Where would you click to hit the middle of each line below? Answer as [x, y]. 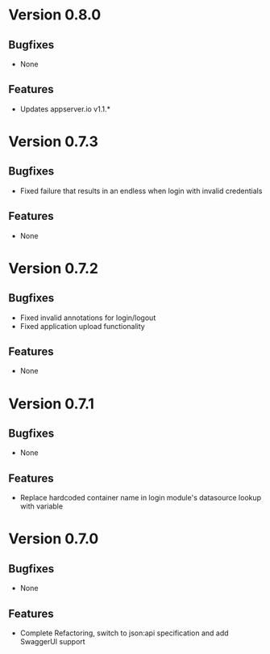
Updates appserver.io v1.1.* [65, 109]
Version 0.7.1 [52, 404]
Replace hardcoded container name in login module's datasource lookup [141, 498]
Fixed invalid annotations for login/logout [88, 318]
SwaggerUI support [53, 642]
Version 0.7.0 [54, 539]
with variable [41, 506]
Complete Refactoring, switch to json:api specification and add [124, 633]
